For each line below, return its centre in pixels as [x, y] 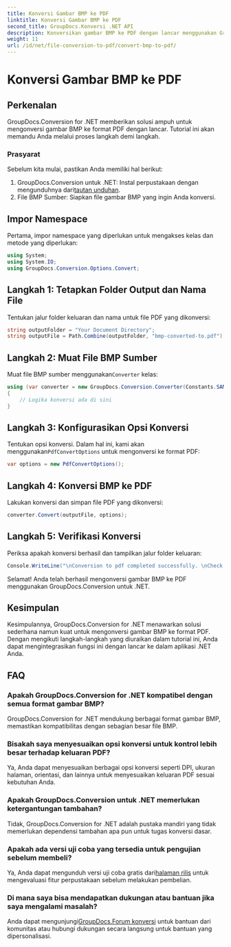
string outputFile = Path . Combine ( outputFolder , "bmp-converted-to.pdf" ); [117, 336]
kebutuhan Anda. [31, 782]
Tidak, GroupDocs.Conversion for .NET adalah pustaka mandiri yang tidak [112, 824]
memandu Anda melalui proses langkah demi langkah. [84, 136]
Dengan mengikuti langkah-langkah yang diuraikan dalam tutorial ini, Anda [112, 639]
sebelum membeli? [40, 857]
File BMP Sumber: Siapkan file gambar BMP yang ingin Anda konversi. [117, 197]
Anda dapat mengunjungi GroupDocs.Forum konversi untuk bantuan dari [109, 921]
